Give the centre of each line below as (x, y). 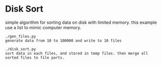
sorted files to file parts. (35, 57)
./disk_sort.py (21, 49)
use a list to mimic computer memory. (43, 27)
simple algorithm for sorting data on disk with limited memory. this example (81, 22)
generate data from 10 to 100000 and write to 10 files (63, 41)
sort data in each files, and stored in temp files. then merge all (77, 53)
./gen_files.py (21, 36)
